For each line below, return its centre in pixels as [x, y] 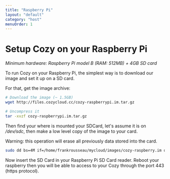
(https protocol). [22, 171]
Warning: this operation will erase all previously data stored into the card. [81, 141]
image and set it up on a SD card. [40, 79]
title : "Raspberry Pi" [29, 10]
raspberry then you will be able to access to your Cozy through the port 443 [85, 165]
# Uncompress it [22, 111]
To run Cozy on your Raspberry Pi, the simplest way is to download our [79, 73]
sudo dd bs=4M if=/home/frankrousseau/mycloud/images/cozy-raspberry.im [83, 150]
